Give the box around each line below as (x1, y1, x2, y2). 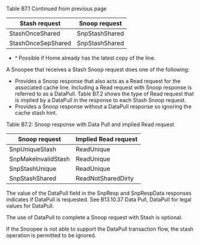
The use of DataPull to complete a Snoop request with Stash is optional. (6, 214, 183, 220)
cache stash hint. (14, 109, 58, 116)
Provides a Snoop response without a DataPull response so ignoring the (14, 103, 192, 110)
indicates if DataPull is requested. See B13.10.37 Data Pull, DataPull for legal (6, 196, 192, 203)
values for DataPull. (6, 203, 54, 209)
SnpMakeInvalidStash (9, 155, 70, 163)
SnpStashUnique (9, 164, 57, 173)
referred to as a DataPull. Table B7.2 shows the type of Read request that (14, 90, 194, 97)
